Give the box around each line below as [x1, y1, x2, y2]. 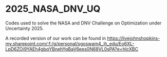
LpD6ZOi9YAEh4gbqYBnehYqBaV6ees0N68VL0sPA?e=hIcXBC [5, 46, 139, 52]
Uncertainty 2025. [5, 25, 44, 31]
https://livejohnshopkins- [107, 35, 160, 41]
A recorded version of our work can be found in [5, 35, 106, 41]
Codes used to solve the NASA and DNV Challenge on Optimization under [5, 20, 162, 26]
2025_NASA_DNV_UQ [5, 3, 101, 15]
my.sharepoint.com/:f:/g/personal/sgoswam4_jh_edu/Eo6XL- [5, 40, 135, 46]
